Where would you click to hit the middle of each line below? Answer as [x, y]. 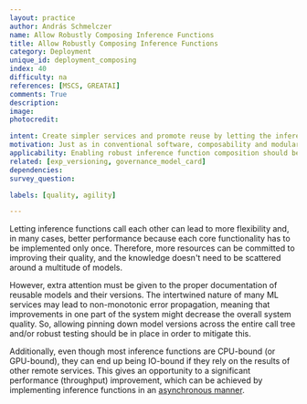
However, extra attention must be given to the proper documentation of [143, 285]
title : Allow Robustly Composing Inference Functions [114, 43]
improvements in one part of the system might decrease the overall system [151, 315]
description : [34, 103]
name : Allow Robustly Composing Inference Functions [112, 35]
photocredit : [34, 119]
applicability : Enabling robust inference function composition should [148, 153]
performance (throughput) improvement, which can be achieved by [136, 380]
